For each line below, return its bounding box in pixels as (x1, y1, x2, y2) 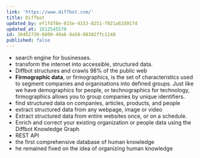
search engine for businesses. (15, 54, 91, 61)
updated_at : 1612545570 (6, 26, 67, 32)
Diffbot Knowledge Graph (15, 126, 80, 132)
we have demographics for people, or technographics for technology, (15, 87, 190, 93)
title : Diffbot (6, 15, 45, 21)
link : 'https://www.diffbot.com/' (6, 9, 95, 15)
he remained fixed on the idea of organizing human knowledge (15, 145, 173, 152)
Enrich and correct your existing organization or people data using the (15, 119, 191, 126)
